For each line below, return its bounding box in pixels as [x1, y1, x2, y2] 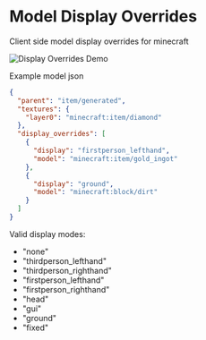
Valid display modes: [9, 228, 86, 239]
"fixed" [21, 322, 49, 333]
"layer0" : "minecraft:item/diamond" [25, 113, 163, 122]
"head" [21, 293, 49, 304]
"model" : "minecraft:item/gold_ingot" [32, 154, 178, 163]
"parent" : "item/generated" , [17, 96, 126, 105]
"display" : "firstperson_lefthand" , [32, 146, 170, 156]
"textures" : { [17, 105, 70, 114]
